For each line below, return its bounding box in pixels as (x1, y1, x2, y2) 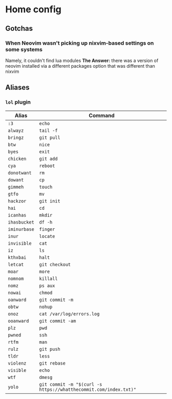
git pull (39, 134, 60, 141)
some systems (5, 46, 42, 53)
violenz (8, 360, 27, 366)
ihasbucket (8, 219, 34, 225)
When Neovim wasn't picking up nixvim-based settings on (5, 39, 154, 47)
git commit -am (39, 318, 76, 324)
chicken (8, 155, 27, 162)
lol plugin (5, 98, 31, 106)
